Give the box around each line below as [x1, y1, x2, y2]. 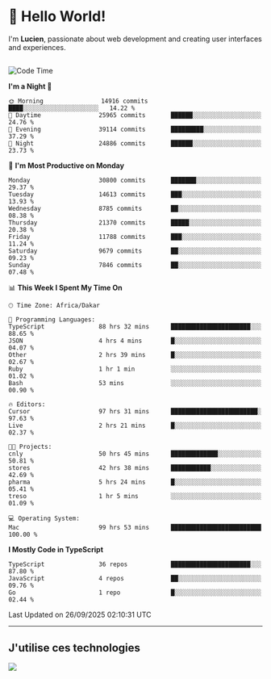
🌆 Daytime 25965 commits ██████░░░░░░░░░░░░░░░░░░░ [8, 111, 262, 119]
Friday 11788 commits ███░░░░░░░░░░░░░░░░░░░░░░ [8, 233, 262, 241]
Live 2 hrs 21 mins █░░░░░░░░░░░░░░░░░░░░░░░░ [8, 421, 262, 430]
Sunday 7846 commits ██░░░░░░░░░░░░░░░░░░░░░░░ [8, 262, 262, 270]
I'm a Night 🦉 [8, 82, 52, 91]
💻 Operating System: [8, 514, 81, 523]
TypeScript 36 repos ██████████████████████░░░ [8, 560, 262, 568]
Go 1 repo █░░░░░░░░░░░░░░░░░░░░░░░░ [8, 589, 262, 597]
